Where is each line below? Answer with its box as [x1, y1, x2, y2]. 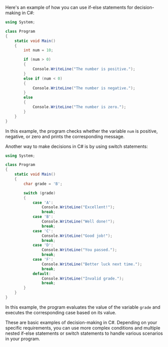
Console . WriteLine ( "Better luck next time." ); [41, 261, 143, 267]
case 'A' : [32, 200, 53, 205]
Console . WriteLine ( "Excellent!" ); [41, 205, 115, 210]
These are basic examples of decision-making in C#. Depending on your [5, 319, 157, 326]
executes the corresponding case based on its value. [5, 309, 117, 315]
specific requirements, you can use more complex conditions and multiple [5, 325, 160, 331]
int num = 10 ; [23, 48, 53, 53]
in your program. [5, 335, 41, 341]
